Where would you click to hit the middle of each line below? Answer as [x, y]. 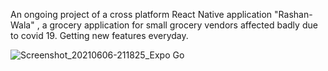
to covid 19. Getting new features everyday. [99, 35]
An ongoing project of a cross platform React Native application [141, 14]
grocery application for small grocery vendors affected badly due [183, 25]
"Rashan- [293, 14]
